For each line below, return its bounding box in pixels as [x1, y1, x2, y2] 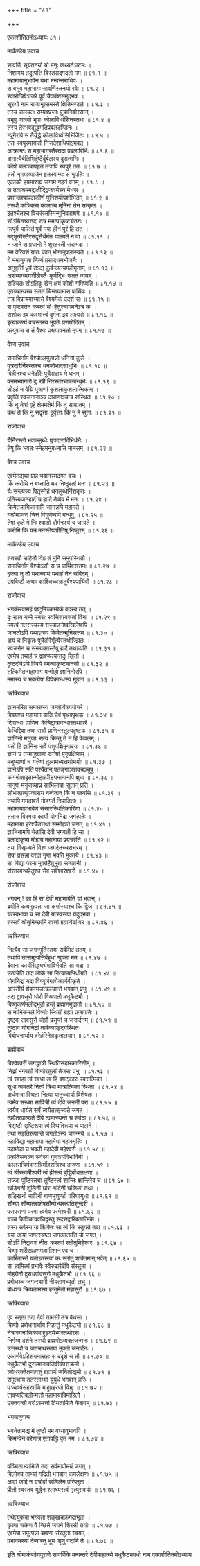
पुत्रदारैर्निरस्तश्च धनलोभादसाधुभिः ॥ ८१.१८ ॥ [7, 362, 107, 369]
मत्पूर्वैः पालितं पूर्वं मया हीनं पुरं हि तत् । [7, 225, 89, 233]
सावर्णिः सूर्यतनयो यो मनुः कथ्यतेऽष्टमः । [7, 61, 92, 69]
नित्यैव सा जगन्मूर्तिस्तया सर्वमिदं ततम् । [7, 946, 92, 954]
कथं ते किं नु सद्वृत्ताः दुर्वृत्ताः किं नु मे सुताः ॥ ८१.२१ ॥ [7, 408, 121, 417]
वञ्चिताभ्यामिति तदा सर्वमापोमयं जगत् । [7, 1462, 91, 1470]
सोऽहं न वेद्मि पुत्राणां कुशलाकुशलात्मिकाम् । [7, 385, 99, 393]
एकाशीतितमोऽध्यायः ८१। [7, 33, 61, 41]
